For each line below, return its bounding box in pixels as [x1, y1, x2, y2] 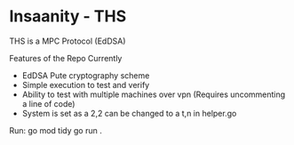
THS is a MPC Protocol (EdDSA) [9, 36, 126, 46]
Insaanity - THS [9, 6, 127, 27]
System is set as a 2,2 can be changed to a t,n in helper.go [21, 108, 237, 118]
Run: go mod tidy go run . [9, 125, 102, 135]
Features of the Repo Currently [9, 52, 123, 63]
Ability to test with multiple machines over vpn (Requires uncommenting [21, 89, 286, 100]
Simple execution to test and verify [21, 79, 150, 90]
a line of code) [21, 98, 75, 109]
